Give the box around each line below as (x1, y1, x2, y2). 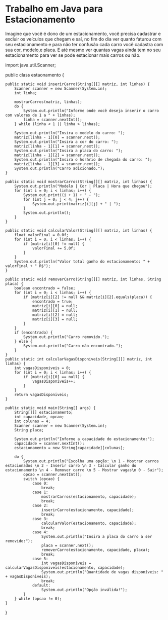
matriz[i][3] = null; (32, 316, 78, 322)
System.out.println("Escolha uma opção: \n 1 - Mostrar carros (23, 458, 159, 464)
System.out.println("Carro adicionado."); (14, 166, 105, 171)
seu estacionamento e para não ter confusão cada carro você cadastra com (5, 41, 163, 47)
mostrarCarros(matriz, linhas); (14, 99, 82, 104)
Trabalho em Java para (5, 3, 103, 15)
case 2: (32, 503, 49, 508)
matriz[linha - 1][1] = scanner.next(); (14, 143, 100, 149)
